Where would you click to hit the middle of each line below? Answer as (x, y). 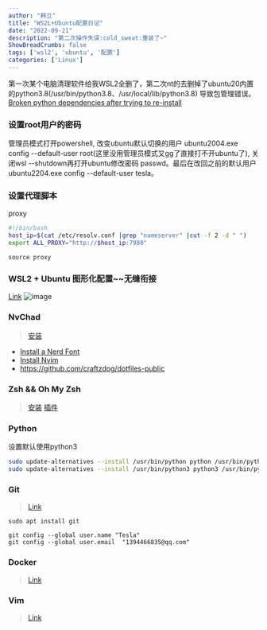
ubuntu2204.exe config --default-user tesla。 (83, 173)
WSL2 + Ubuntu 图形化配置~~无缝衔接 (83, 279)
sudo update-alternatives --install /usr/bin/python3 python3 (113, 469)
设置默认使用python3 (43, 447)
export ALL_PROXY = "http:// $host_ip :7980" (78, 243)
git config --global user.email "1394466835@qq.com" (99, 542)
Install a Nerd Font (50, 352)
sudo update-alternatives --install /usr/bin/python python (110, 462)
